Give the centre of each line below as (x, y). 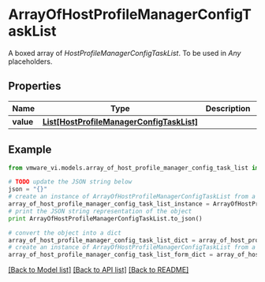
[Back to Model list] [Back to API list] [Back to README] (99, 270)
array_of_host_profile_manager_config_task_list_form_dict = (111, 255)
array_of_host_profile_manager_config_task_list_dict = (102, 240)
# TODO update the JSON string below (70, 182)
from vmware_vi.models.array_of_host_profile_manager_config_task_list (128, 168)
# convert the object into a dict (65, 233)
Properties (35, 86)
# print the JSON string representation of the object (100, 211)
